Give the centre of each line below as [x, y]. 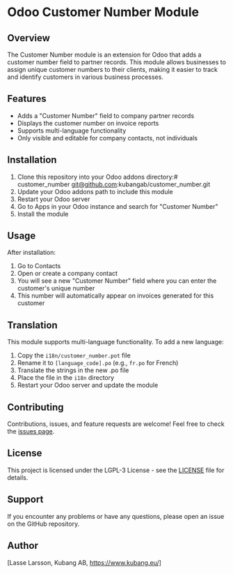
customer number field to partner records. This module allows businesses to [116, 62]
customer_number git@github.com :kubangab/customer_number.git [114, 184]
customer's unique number [56, 288]
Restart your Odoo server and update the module [88, 385]
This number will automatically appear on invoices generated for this [115, 296]
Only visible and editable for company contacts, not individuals [107, 138]
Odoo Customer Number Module [103, 12]
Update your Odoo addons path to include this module [95, 191]
